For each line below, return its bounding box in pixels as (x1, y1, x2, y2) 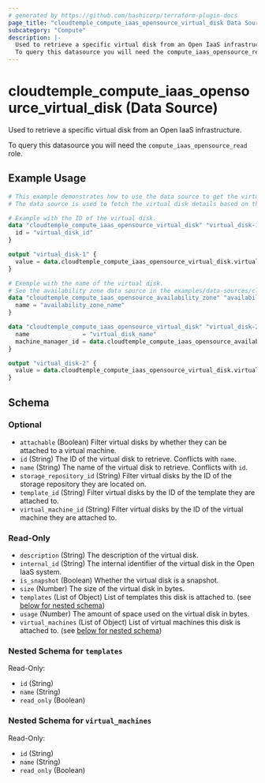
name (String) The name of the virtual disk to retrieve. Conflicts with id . (19, 463, 248, 472)
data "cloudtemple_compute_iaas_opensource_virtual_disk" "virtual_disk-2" (8, 323, 263, 331)
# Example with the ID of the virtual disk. (8, 214, 157, 222)
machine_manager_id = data (15, 337, 104, 346)
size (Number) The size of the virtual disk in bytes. (19, 584, 185, 594)
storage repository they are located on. (19, 479, 147, 489)
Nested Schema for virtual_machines (8, 715, 152, 726)
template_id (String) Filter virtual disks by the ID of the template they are (19, 487, 256, 497)
